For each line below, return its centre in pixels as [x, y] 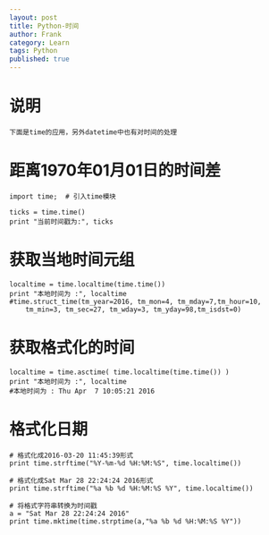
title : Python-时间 [44, 26]
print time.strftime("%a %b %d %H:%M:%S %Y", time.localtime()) [131, 488]
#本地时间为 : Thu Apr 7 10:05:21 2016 [82, 391]
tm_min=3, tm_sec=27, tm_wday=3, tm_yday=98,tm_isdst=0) [134, 310]
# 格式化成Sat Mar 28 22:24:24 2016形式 [81, 480]
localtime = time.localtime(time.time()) [88, 284]
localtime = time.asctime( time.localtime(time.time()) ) [119, 372]
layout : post [34, 17]
